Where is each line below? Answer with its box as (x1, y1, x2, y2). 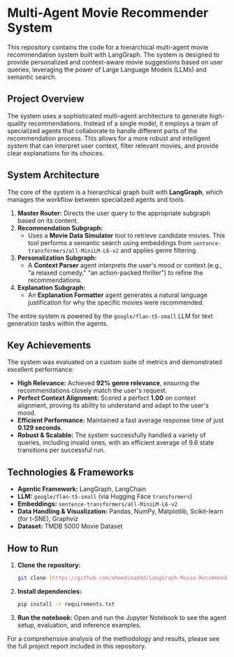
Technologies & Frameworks (7, 466, 134, 478)
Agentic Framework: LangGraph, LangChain (17, 485, 147, 493)
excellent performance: (7, 366, 75, 374)
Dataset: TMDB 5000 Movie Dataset (17, 522, 123, 530)
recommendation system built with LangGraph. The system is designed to (7, 50, 220, 59)
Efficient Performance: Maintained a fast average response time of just (17, 416, 224, 424)
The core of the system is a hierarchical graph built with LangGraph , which (7, 188, 224, 196)
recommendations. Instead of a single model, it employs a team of (28, 119, 219, 127)
